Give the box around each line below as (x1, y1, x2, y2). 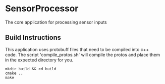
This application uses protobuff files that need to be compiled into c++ (5, 46, 149, 52)
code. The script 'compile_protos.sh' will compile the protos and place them (5, 52, 160, 57)
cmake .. (5, 71, 23, 76)
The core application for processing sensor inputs (5, 19, 107, 25)
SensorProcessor (5, 3, 79, 14)
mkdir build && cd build (5, 66, 56, 71)
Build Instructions (5, 33, 61, 42)
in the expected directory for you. (5, 57, 73, 63)
